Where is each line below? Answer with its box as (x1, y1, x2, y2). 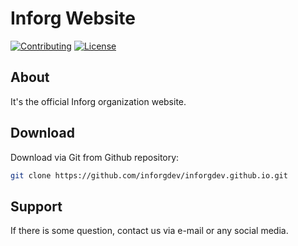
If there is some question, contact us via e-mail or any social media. (10, 225, 289, 237)
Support (10, 198, 63, 215)
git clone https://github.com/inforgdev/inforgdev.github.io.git (10, 170, 288, 181)
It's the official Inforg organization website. (10, 95, 187, 107)
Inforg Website (10, 7, 136, 30)
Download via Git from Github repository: (10, 151, 180, 163)
